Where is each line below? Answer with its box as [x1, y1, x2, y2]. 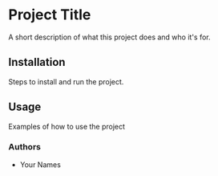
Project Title [8, 6, 91, 24]
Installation [8, 55, 66, 69]
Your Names [19, 159, 62, 170]
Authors [8, 141, 42, 153]
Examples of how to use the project [8, 121, 126, 131]
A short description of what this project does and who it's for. [8, 32, 211, 42]
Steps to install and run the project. [8, 76, 124, 86]
